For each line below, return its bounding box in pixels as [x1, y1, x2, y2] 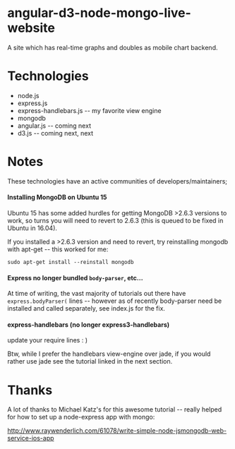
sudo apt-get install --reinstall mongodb [7, 259, 134, 266]
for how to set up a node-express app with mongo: [7, 413, 155, 421]
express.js [17, 99, 48, 107]
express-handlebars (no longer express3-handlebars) [7, 320, 170, 329]
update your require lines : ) [7, 336, 88, 345]
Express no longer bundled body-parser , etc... [7, 273, 143, 282]
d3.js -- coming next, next [17, 128, 94, 137]
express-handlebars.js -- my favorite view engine [17, 106, 162, 114]
